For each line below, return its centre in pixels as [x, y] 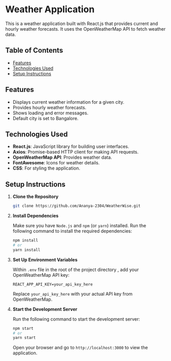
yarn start [24, 338]
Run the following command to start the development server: [76, 319]
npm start [23, 328]
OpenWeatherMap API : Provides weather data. [62, 157]
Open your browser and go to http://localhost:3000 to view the [80, 348]
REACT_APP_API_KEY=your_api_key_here [53, 284]
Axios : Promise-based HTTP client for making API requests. [76, 152]
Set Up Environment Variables [45, 259]
